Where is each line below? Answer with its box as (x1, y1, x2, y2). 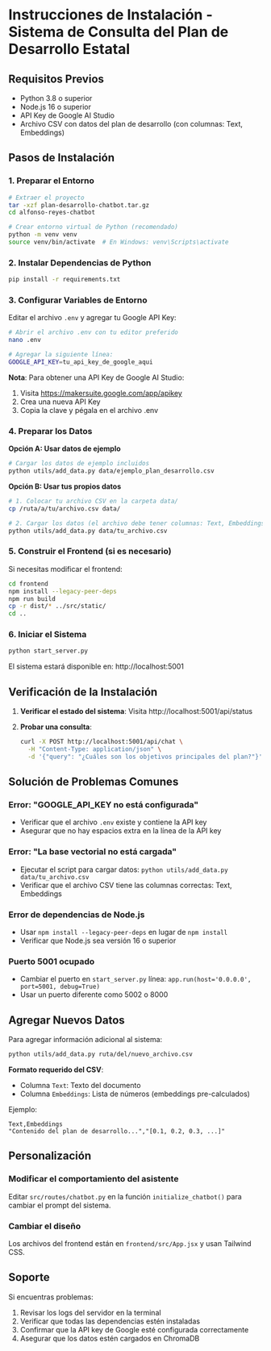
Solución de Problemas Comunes (8, 775, 179, 789)
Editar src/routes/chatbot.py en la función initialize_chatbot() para (8, 1191, 242, 1201)
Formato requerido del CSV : (8, 1065, 104, 1074)
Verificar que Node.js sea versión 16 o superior (19, 936, 177, 945)
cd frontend (8, 579, 48, 588)
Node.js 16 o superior (19, 102, 91, 111)
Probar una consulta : (19, 722, 93, 732)
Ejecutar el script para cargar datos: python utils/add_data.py (19, 865, 228, 874)
